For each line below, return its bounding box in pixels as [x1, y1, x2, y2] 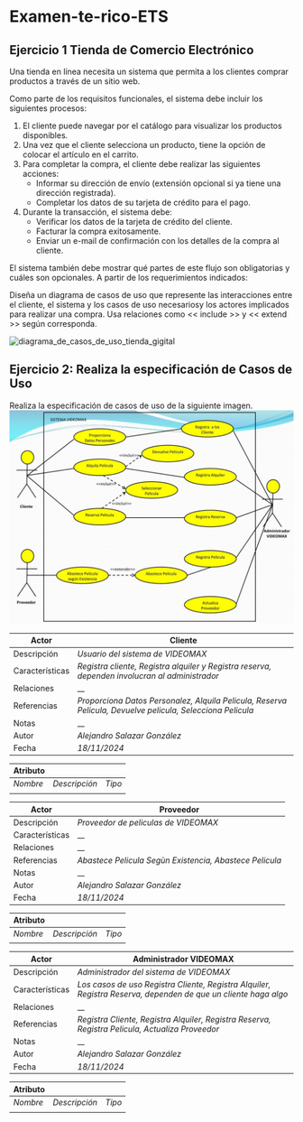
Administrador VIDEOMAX [133, 953, 234, 964]
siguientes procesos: [9, 103, 87, 114]
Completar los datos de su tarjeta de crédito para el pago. [35, 197, 251, 208]
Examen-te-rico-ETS [9, 6, 169, 27]
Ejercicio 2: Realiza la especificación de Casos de [9, 362, 293, 377]
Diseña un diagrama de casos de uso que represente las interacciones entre [9, 290, 293, 300]
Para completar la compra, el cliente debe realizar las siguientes [22, 159, 262, 169]
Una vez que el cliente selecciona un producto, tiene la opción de [22, 140, 266, 150]
